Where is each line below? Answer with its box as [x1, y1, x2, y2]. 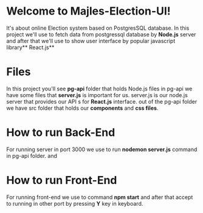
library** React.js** [6, 44, 55, 51]
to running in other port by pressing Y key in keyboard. [6, 200, 143, 207]
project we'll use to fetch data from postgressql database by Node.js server [6, 30, 196, 38]
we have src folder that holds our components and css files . [6, 104, 159, 112]
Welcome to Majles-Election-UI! [6, 4, 171, 18]
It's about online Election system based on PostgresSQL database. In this [6, 24, 190, 32]
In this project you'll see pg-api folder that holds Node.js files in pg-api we [6, 85, 193, 92]
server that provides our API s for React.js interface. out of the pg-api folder [6, 98, 198, 105]
